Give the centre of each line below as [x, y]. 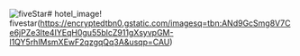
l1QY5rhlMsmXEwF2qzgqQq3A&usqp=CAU [90, 42]
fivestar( [25, 23]
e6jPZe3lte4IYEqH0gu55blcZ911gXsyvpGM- [91, 32]
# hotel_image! [74, 14]
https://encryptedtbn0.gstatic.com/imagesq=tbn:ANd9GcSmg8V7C [165, 23]
